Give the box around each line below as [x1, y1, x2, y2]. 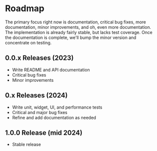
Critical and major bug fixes [12, 109, 68, 115]
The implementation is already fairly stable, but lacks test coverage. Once [5, 29, 153, 35]
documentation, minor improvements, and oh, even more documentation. [5, 24, 152, 30]
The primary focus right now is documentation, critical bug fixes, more [5, 19, 146, 25]
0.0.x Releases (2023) [5, 54, 74, 62]
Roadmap [5, 3, 45, 14]
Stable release [12, 142, 41, 148]
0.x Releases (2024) [5, 91, 68, 100]
